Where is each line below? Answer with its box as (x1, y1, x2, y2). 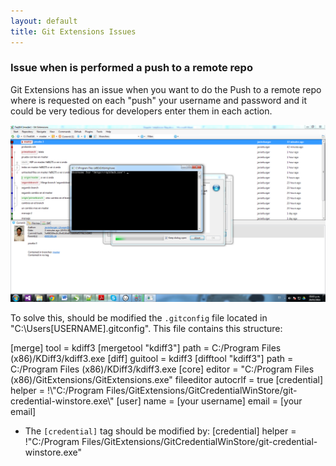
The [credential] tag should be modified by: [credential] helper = (24, 425, 297, 437)
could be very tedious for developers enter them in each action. (10, 105, 273, 117)
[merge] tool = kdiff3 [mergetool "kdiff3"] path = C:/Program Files (10, 342, 282, 354)
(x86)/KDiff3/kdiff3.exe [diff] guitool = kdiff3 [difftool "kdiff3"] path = (10, 353, 294, 365)
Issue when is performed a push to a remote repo (10, 61, 253, 75)
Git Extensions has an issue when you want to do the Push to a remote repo (10, 83, 322, 95)
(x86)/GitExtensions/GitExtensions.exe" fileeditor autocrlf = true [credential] (10, 374, 324, 386)
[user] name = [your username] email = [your (116, 395, 303, 407)
